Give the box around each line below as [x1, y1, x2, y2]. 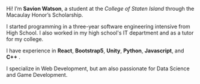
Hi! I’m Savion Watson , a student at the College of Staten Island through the [6, 5, 195, 12]
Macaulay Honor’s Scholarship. [6, 11, 83, 18]
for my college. [6, 36, 44, 42]
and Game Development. [6, 71, 68, 78]
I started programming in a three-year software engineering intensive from [6, 23, 190, 30]
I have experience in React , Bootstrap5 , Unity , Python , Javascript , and [6, 47, 184, 54]
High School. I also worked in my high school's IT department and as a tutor [6, 29, 194, 36]
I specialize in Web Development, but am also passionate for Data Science [6, 65, 190, 72]
